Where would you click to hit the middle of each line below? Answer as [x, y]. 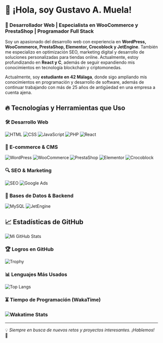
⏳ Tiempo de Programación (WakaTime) [53, 300]
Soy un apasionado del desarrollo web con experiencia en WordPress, [76, 42]
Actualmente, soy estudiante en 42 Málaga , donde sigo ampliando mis [76, 77]
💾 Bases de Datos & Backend [39, 196]
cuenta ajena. [19, 92]
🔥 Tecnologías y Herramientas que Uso [65, 108]
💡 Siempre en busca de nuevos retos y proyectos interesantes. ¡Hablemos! [80, 330]
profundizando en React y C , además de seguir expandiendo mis [70, 62]
